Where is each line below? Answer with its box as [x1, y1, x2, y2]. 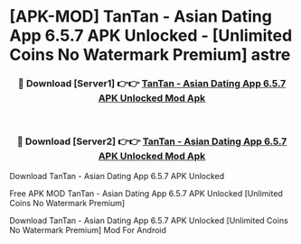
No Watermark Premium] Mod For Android [9, 224, 167, 235]
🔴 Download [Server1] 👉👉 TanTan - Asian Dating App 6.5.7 [17, 77, 287, 90]
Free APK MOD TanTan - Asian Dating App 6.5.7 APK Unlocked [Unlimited [9, 187, 283, 199]
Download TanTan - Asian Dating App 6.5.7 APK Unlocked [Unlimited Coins [9, 214, 289, 226]
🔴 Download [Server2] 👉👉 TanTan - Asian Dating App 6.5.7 [16, 135, 287, 148]
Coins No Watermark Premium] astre [9, 45, 291, 65]
